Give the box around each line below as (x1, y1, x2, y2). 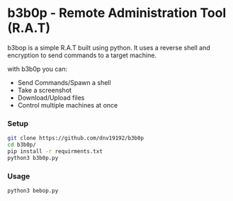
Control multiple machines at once (17, 100, 118, 109)
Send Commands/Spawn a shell (17, 78, 111, 86)
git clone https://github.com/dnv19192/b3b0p (7, 134, 144, 142)
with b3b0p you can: (7, 64, 68, 73)
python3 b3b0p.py (7, 154, 59, 161)
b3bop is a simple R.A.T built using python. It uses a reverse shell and (7, 43, 210, 52)
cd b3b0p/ (7, 142, 37, 149)
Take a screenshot (17, 86, 72, 94)
